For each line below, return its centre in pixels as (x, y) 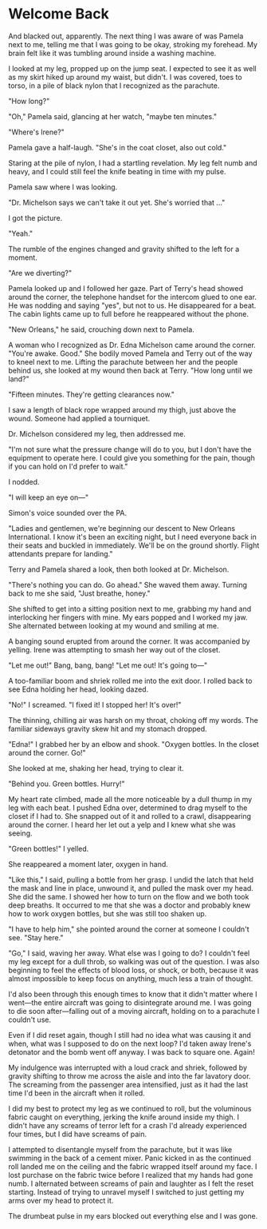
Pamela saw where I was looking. (63, 187)
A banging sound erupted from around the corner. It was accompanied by (129, 641)
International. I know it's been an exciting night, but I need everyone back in (132, 537)
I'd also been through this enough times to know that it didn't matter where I (133, 994)
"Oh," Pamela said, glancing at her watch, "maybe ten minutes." (113, 116)
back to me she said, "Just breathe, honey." (79, 593)
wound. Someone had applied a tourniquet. (79, 418)
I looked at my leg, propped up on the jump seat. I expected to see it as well (132, 68)
